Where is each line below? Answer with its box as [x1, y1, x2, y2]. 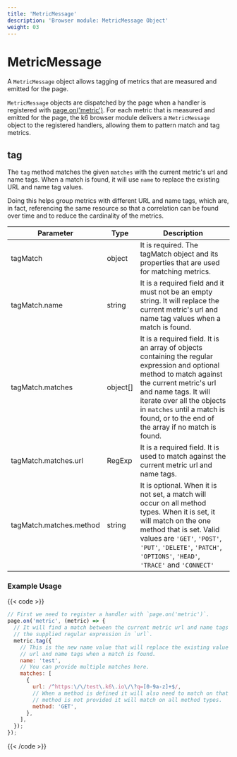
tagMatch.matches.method [11, 520, 100, 530]
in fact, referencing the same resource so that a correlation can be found [7, 204, 219, 213]
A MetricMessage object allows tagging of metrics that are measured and [7, 77, 217, 86]
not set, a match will [140, 489, 207, 499]
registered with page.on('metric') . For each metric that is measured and [7, 106, 215, 115]
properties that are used [140, 258, 220, 268]
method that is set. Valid [140, 524, 220, 534]
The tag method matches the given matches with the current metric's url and [7, 168, 228, 177]
